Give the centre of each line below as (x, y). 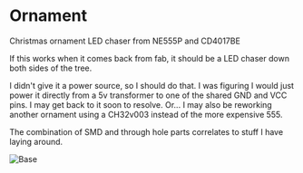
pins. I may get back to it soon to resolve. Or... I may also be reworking (141, 104)
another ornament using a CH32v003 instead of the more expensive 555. (146, 114)
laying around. (36, 141)
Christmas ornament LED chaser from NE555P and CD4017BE (125, 41)
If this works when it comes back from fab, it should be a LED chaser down (150, 58)
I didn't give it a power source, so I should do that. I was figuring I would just (152, 85)
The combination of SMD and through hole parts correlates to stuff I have (147, 131)
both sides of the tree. (51, 68)
